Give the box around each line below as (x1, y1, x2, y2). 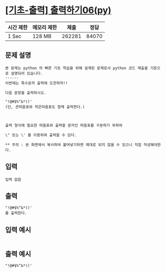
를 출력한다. (5, 211, 27, 216)
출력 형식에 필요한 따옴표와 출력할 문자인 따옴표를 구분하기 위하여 (5, 123, 122, 128)
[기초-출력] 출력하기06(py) (5, 5, 111, 16)
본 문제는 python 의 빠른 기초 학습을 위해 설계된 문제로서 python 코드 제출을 (5, 66, 148, 71)
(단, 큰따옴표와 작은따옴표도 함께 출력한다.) (5, 104, 85, 109)
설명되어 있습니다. (10, 71, 43, 76)
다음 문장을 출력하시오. (5, 90, 46, 95)
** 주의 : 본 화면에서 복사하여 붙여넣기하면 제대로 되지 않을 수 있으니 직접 (5, 142, 141, 147)
